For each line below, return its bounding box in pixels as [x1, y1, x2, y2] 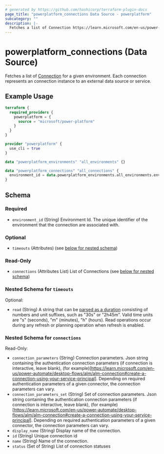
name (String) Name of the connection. [12, 438, 89, 444]
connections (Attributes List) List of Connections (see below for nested [12, 269, 154, 274]
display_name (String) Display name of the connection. [12, 428, 122, 433]
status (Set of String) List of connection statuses [12, 443, 111, 449]
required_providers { [9, 110, 54, 115]
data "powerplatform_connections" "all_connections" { [5, 168, 119, 173]
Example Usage [5, 92, 54, 101]
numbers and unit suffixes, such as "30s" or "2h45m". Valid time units [12, 312, 153, 318]
